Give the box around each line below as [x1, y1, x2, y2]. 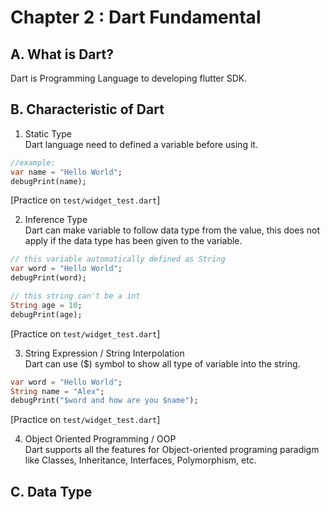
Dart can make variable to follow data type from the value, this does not [24, 224, 320, 236]
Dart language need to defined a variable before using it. [24, 138, 258, 150]
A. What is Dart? [10, 46, 114, 63]
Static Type [24, 127, 72, 140]
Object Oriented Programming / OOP [24, 433, 177, 445]
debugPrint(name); [10, 176, 87, 186]
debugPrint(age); [10, 309, 83, 320]
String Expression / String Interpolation [24, 347, 185, 359]
